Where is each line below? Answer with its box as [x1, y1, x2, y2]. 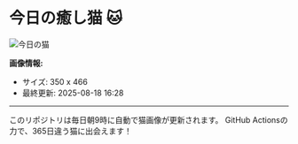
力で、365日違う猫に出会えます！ [9, 125, 133, 136]
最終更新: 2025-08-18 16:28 [21, 87, 124, 98]
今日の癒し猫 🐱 [9, 8, 122, 28]
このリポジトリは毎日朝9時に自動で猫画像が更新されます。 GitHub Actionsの [9, 114, 288, 125]
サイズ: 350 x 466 [21, 76, 89, 87]
